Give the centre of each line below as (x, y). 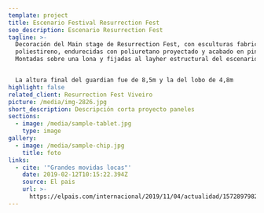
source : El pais (49, 182)
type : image (42, 131)
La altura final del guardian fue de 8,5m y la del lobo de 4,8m (125, 80)
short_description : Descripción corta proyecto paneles (101, 109)
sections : (24, 117)
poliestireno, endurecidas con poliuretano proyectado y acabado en (130, 52)
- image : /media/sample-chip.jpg (70, 146)
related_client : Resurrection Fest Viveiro (81, 95)
